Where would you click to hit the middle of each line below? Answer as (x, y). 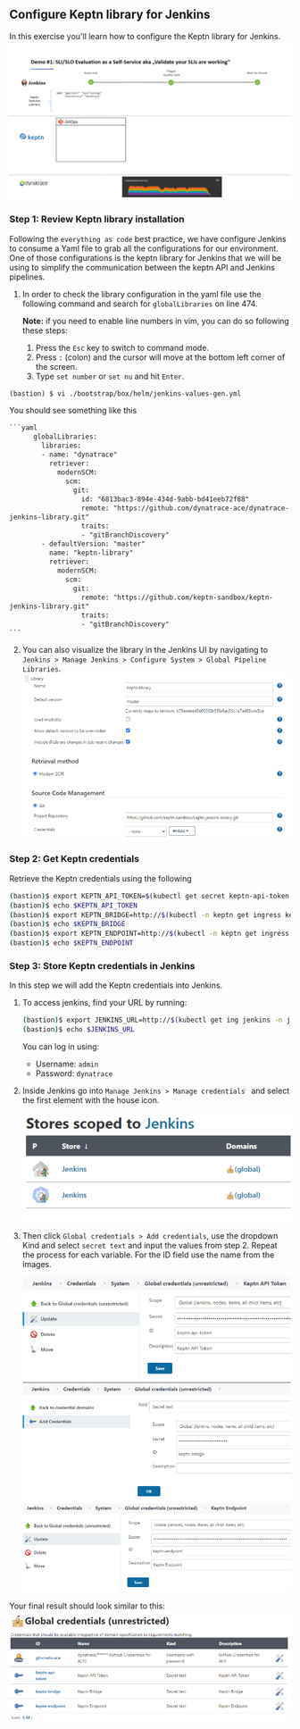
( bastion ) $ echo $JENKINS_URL (79, 1030)
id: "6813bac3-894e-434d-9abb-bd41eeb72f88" (165, 499)
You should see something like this (73, 410)
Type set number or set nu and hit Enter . (110, 376)
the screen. (56, 366)
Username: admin (67, 1064)
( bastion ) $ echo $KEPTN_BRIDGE (67, 924)
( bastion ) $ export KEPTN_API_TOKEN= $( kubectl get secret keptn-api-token (150, 896)
